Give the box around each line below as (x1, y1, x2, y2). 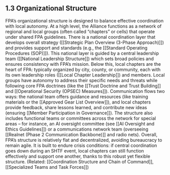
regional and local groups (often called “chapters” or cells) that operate (5, 28, 155, 35)
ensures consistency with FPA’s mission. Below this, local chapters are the (5, 61, 161, 67)
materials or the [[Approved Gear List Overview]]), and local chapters (5, 99, 151, 105)
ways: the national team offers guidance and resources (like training (5, 93, 149, 99)
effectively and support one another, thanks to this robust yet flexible (5, 153, 151, 159)
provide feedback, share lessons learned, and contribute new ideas (5, 104, 147, 110)
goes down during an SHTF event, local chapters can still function (5, 147, 144, 154)
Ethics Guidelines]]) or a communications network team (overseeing (5, 126, 149, 132)
